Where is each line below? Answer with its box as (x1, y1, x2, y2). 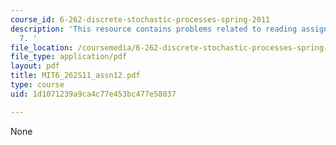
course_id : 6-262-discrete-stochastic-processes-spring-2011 (10, 14, 271, 25)
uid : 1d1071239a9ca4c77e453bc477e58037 (10, 89, 177, 99)
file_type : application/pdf (10, 52, 128, 62)
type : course (10, 80, 65, 90)
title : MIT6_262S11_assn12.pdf (10, 71, 141, 81)
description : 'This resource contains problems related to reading (10, 24, 298, 34)
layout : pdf (10, 61, 60, 71)
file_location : (10, 42, 74, 53)
